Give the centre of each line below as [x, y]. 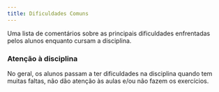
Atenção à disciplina [43, 58]
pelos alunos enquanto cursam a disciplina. [69, 40]
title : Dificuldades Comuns [48, 13]
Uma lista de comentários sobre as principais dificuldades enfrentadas [109, 33]
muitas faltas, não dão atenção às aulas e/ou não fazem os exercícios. [108, 81]
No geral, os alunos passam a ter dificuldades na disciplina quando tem [110, 73]
